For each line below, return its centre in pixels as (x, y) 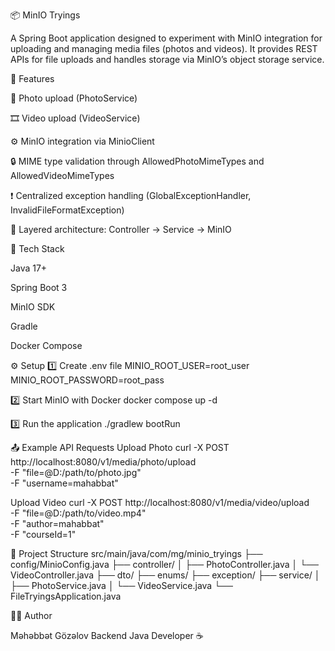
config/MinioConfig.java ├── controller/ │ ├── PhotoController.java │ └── (164, 564)
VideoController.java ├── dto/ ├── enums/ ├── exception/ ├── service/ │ (165, 575)
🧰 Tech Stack (37, 248)
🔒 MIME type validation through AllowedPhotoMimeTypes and (137, 161)
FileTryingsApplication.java (66, 596)
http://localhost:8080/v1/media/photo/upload (103, 462)
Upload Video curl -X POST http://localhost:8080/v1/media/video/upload (160, 502)
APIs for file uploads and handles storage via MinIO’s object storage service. (167, 59)
